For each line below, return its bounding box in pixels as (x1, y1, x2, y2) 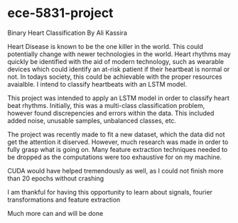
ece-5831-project (7, 5, 114, 21)
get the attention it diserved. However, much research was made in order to (7, 137, 229, 146)
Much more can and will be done (7, 209, 104, 217)
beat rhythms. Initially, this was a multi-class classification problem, (7, 101, 205, 109)
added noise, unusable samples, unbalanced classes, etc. (7, 116, 176, 125)
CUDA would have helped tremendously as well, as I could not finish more (7, 166, 224, 175)
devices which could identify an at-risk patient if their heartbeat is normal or (7, 65, 230, 73)
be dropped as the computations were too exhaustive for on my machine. (7, 153, 222, 161)
